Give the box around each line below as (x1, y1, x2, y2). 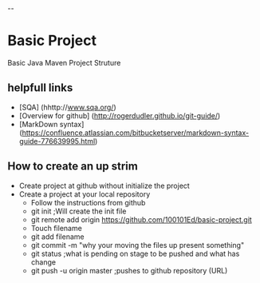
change (30, 257, 57, 267)
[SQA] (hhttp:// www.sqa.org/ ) (18, 102, 116, 112)
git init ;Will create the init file (30, 206, 127, 216)
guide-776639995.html (18, 136, 96, 145)
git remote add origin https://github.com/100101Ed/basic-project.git (30, 214, 252, 224)
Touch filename (30, 223, 83, 233)
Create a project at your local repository (18, 189, 151, 199)
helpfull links (7, 81, 73, 95)
